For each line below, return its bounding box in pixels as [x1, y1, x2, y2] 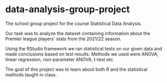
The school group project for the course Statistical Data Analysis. [5, 20, 142, 26]
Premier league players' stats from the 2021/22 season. [5, 36, 122, 42]
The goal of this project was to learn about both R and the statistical [5, 66, 148, 72]
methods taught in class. [5, 71, 57, 77]
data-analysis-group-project [5, 4, 130, 15]
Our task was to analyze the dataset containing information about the [5, 30, 150, 36]
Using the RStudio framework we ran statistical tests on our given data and [5, 45, 162, 51]
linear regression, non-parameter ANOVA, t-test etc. [5, 56, 115, 62]
